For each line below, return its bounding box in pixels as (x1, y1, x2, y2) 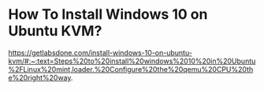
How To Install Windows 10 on (8, 5, 208, 23)
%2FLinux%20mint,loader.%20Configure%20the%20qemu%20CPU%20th (8, 64, 254, 74)
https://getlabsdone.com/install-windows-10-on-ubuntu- (8, 48, 193, 57)
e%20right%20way (8, 73, 72, 82)
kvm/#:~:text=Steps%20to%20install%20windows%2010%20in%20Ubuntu (8, 56, 256, 66)
